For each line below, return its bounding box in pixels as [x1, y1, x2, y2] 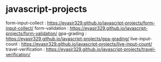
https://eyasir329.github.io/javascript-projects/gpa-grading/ [5, 36, 129, 42]
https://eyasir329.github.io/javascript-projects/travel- [45, 46, 156, 52]
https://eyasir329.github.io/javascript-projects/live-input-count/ [21, 41, 152, 47]
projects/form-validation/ [5, 30, 57, 36]
